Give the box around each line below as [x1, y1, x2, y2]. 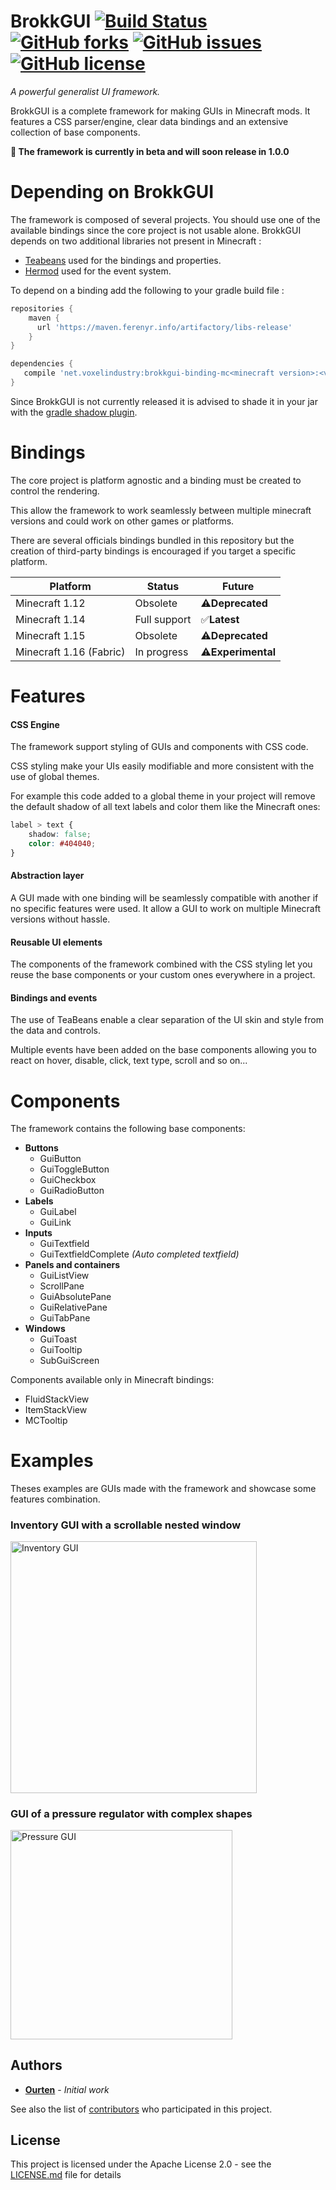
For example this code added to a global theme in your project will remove [10, 790, 316, 802]
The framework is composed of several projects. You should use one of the [10, 213, 321, 225]
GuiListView [39, 1270, 90, 1282]
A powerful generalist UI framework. [10, 85, 161, 97]
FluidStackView [24, 1393, 90, 1405]
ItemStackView [24, 1404, 88, 1416]
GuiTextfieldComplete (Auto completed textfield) [39, 1248, 240, 1260]
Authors [10, 2057, 63, 2074]
